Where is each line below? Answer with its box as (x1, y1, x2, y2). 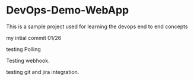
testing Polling (6, 45, 42, 53)
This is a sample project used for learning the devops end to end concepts (6, 23, 188, 30)
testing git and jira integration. (6, 68, 79, 75)
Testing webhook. (6, 57, 50, 64)
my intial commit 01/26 (6, 34, 62, 41)
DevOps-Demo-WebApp (6, 4, 129, 17)
